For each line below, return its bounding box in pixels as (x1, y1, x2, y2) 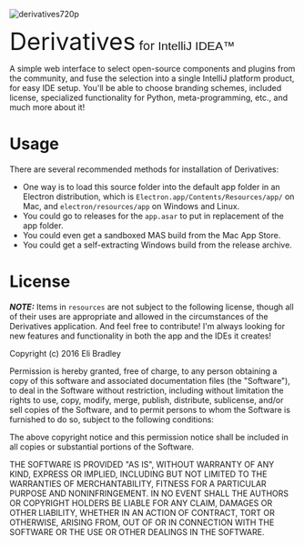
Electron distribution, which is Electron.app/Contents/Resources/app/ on (22, 191, 295, 202)
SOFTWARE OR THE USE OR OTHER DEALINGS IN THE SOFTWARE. (9, 526, 265, 537)
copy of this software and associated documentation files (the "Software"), (9, 375, 291, 386)
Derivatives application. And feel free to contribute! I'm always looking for (9, 320, 285, 331)
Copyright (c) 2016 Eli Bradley (9, 348, 121, 358)
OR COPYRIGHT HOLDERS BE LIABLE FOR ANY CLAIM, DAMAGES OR (9, 497, 273, 509)
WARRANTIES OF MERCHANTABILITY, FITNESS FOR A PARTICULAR (9, 478, 267, 489)
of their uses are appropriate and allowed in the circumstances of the (9, 310, 269, 322)
